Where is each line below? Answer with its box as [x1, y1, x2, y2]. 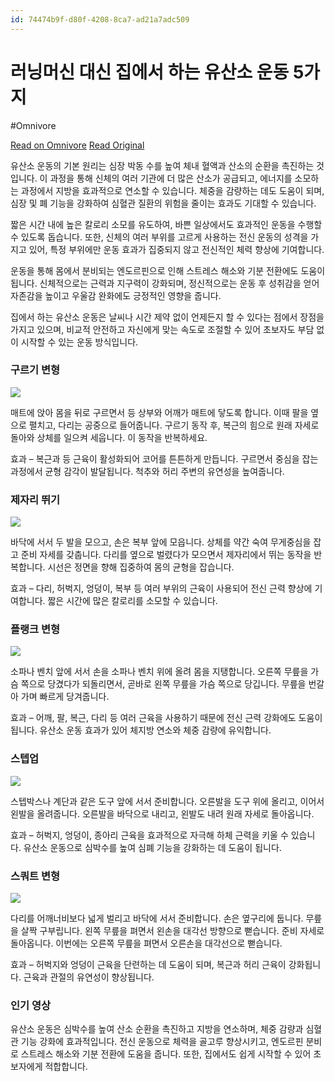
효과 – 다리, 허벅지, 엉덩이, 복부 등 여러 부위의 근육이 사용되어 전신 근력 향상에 [10, 582, 313, 595]
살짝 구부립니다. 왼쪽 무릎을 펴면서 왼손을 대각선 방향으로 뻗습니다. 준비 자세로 [20, 925, 325, 937]
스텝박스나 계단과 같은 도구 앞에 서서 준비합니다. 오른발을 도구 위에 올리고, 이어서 [10, 795, 325, 807]
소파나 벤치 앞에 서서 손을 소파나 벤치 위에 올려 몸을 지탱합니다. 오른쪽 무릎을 [10, 666, 309, 678]
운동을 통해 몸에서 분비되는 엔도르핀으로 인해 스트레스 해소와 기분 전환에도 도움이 [10, 264, 326, 276]
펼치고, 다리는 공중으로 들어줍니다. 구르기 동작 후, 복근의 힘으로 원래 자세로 [28, 419, 320, 431]
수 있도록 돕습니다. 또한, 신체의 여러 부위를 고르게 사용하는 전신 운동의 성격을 [10, 231, 309, 243]
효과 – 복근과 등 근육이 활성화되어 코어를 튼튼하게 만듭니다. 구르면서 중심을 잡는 [10, 452, 319, 465]
